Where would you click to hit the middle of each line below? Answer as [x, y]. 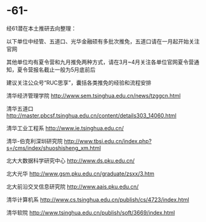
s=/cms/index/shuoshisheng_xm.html [54, 148]
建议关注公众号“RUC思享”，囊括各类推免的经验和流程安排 [79, 83]
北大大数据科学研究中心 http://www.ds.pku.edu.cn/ [71, 160]
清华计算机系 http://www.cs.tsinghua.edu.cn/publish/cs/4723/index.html [98, 199]
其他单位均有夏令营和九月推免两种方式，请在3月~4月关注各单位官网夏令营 [100, 62]
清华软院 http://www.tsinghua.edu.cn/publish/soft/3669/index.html [91, 212]
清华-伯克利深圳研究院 [35, 141]
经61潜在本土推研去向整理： [41, 28]
